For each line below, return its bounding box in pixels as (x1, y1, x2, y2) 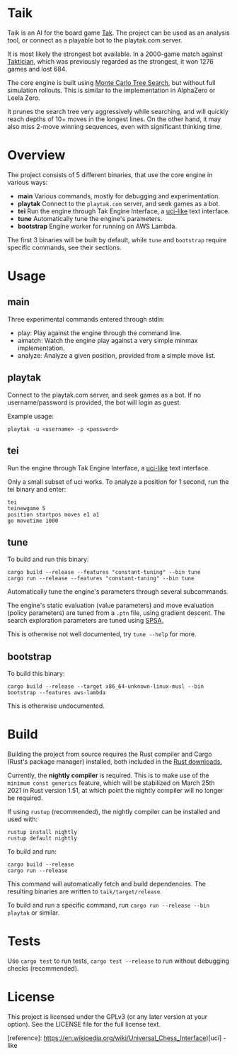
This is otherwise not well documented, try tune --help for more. (7, 630, 197, 638)
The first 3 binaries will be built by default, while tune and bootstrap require (7, 235, 227, 244)
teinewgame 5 (7, 504, 46, 512)
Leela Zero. (7, 94, 40, 102)
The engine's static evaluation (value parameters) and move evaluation (7, 601, 214, 610)
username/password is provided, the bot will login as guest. (7, 398, 182, 407)
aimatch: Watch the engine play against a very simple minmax (17, 336, 198, 344)
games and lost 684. (7, 64, 67, 73)
